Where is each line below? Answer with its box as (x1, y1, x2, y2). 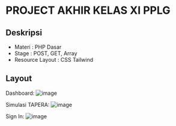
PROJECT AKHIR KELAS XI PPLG (5, 4, 171, 17)
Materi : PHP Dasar (14, 43, 62, 50)
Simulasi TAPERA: (5, 101, 50, 108)
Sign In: (5, 112, 25, 120)
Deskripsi (5, 28, 43, 38)
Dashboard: (5, 89, 35, 97)
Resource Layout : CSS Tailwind (14, 56, 94, 63)
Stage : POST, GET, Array (14, 50, 77, 57)
